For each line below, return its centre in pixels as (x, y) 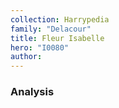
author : (26, 57)
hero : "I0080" (40, 47)
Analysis (32, 92)
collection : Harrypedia (60, 19)
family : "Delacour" (51, 29)
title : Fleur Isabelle (57, 38)
